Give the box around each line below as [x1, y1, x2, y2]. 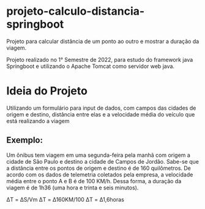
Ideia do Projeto [6, 84, 88, 98]
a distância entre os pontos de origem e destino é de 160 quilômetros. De [6, 164, 192, 172]
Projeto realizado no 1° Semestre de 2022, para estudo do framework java [6, 56, 193, 63]
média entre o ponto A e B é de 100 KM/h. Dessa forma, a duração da [6, 177, 182, 184]
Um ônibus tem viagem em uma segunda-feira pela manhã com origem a [6, 151, 191, 159]
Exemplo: [6, 135, 43, 145]
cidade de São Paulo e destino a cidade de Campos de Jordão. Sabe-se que [6, 158, 199, 165]
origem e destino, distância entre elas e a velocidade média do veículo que [6, 110, 195, 118]
